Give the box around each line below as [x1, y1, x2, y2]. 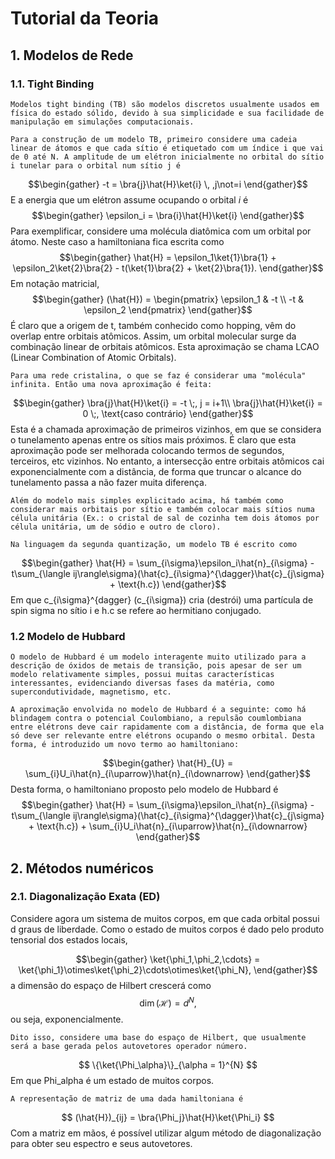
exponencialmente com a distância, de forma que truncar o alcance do [10, 465, 302, 477]
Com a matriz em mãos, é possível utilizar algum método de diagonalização [10, 1127, 322, 1139]
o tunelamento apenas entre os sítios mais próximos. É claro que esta [10, 433, 297, 446]
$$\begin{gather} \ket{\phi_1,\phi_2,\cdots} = [75, 953, 261, 965]
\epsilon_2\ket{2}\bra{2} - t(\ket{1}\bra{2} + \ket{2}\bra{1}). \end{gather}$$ [12, 262, 324, 274]
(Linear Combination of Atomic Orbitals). [10, 351, 177, 363]
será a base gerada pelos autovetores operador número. [10, 1041, 248, 1051]
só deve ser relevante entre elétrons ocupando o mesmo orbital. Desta [10, 731, 315, 741]
